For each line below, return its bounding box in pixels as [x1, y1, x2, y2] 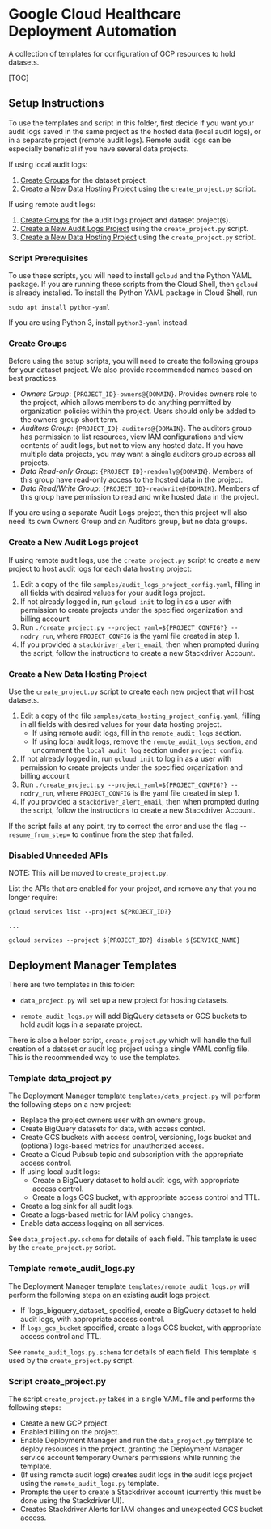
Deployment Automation [8, 22, 176, 40]
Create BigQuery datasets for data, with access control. [19, 1124, 206, 1134]
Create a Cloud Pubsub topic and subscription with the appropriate [19, 1150, 244, 1159]
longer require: [8, 893, 58, 902]
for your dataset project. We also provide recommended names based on [8, 365, 252, 374]
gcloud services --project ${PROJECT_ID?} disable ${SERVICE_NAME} [8, 936, 241, 944]
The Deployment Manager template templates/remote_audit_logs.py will [8, 1281, 251, 1290]
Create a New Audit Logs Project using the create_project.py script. [19, 223, 249, 233]
